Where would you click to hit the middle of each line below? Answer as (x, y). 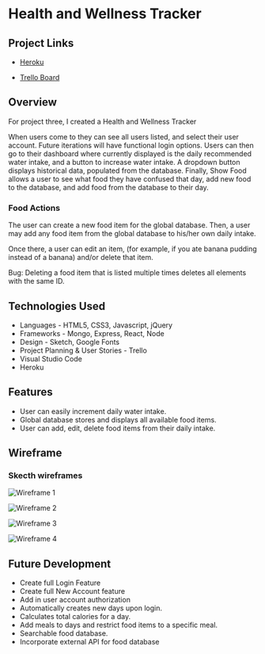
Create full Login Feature (60, 583)
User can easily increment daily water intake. (93, 411)
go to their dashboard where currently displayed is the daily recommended (130, 153)
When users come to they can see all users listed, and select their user (124, 136)
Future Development (60, 564)
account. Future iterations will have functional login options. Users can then (131, 145)
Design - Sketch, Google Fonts (70, 342)
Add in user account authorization (75, 600)
